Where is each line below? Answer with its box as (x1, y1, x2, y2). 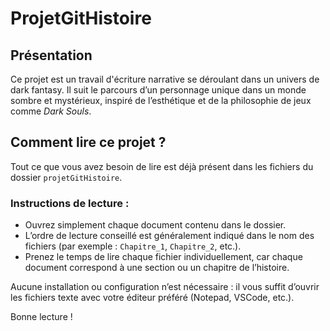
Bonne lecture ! (10, 311, 73, 323)
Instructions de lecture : (10, 196, 130, 210)
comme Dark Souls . (10, 105, 92, 117)
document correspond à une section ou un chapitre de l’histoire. (24, 262, 290, 274)
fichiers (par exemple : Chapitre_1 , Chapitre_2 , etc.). (24, 240, 242, 252)
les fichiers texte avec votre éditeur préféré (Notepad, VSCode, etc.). (10, 292, 295, 304)
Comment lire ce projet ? (10, 134, 167, 151)
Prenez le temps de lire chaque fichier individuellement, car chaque (24, 251, 303, 263)
